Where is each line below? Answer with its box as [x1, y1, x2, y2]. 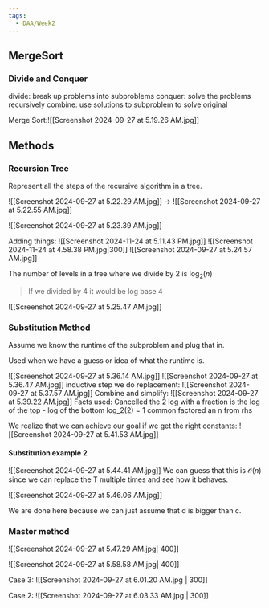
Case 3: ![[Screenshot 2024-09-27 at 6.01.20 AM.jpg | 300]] [8, 575, 208, 585]
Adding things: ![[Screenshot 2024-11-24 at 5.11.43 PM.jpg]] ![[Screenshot [8, 236, 253, 246]
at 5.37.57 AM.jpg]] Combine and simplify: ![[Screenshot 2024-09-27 [30, 388, 259, 398]
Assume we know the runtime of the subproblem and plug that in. [8, 340, 225, 349]
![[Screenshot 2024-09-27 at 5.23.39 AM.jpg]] [8, 220, 162, 230]
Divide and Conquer [8, 73, 88, 84]
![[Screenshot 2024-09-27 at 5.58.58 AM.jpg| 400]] [8, 560, 180, 569]
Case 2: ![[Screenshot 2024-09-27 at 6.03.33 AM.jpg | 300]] [8, 591, 209, 601]
